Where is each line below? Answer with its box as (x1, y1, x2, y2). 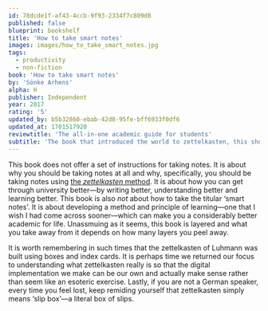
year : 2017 (8, 100, 45, 108)
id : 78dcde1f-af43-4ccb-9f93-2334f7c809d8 (8, 11, 152, 20)
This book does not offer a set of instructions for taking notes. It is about (8, 159, 246, 169)
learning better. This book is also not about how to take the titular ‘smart (8, 193, 245, 203)
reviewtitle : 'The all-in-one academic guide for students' (8, 130, 213, 138)
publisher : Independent (8, 93, 88, 101)
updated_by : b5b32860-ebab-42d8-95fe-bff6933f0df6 (8, 116, 180, 124)
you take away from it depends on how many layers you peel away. (8, 227, 229, 237)
